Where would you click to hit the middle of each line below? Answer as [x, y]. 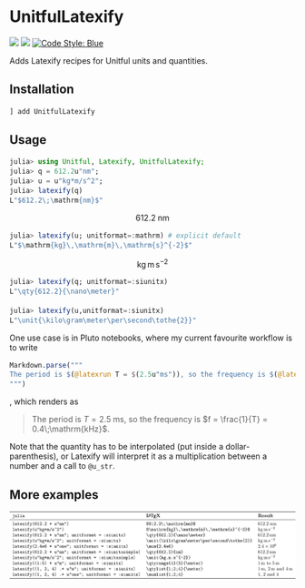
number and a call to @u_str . [62, 466]
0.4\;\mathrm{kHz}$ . [71, 429]
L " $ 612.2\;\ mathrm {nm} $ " [56, 200]
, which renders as [44, 401]
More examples [54, 495]
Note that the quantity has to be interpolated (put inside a [117, 447]
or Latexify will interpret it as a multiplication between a [164, 456]
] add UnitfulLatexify [52, 111]
